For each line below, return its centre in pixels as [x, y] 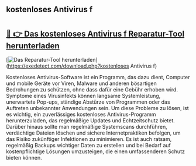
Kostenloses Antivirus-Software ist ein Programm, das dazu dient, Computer [98, 77]
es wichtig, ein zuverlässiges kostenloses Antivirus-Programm [81, 114]
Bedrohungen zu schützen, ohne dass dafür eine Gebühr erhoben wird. [92, 89]
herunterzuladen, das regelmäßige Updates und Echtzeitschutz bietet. [91, 121]
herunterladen [33, 46]
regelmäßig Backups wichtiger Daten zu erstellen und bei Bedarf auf [89, 145]
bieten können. [24, 158]
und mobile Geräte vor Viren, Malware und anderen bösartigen [81, 83]
